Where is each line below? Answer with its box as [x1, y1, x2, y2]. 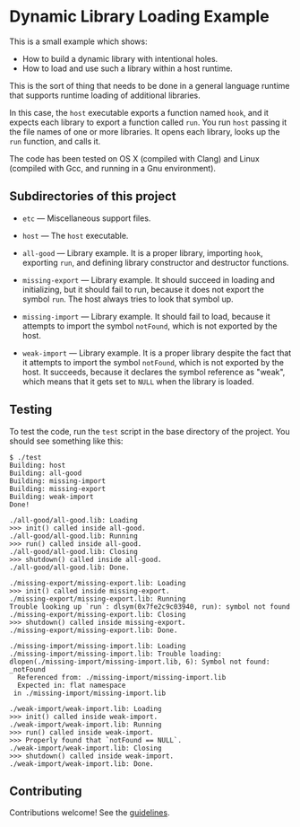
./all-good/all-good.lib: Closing [9, 547, 139, 556]
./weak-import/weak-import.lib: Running [9, 720, 163, 729]
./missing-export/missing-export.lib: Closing [9, 610, 186, 619]
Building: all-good [9, 469, 82, 478]
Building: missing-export [9, 484, 106, 493]
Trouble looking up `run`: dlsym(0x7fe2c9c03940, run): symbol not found [9, 602, 291, 611]
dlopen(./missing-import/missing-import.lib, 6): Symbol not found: [9, 657, 270, 666]
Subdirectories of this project [9, 189, 176, 204]
